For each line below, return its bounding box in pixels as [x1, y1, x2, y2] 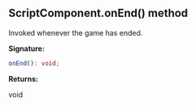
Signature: [8, 44, 45, 53]
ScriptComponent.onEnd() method [8, 6, 189, 20]
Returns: [8, 74, 39, 83]
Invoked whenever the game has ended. [8, 28, 143, 37]
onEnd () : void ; [8, 59, 60, 67]
